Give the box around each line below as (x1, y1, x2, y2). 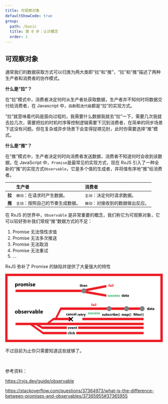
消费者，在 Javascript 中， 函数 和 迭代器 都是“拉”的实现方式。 (13, 102, 135, 108)
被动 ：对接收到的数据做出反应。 (84, 200, 149, 206)
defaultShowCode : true (5, 13, 52, 18)
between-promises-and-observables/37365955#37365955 (5, 393, 128, 399)
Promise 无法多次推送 (12, 235, 57, 241)
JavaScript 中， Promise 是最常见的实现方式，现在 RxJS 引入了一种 (19, 159, 155, 165)
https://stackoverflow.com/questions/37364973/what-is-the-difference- (5, 388, 154, 394)
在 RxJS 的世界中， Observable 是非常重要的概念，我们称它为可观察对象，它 (5, 212, 160, 218)
